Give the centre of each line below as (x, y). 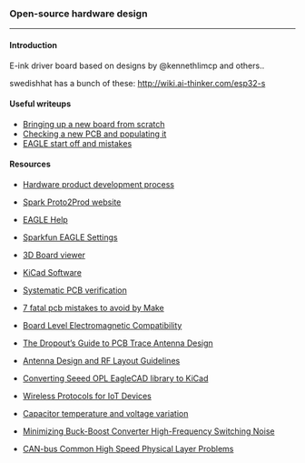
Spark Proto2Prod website (72, 202)
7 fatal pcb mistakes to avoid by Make (93, 307)
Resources (30, 164)
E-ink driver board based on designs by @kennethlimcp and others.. (137, 65)
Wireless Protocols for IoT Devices (87, 396)
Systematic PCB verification (74, 290)
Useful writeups (40, 104)
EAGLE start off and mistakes (77, 143)
